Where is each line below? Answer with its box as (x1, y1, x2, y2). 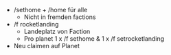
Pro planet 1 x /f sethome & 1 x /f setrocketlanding (23, 35, 165, 43)
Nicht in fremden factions (23, 13, 96, 21)
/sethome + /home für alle (13, 6, 88, 14)
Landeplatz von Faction (23, 27, 91, 35)
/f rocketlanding (13, 20, 59, 28)
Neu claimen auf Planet (13, 42, 80, 50)
